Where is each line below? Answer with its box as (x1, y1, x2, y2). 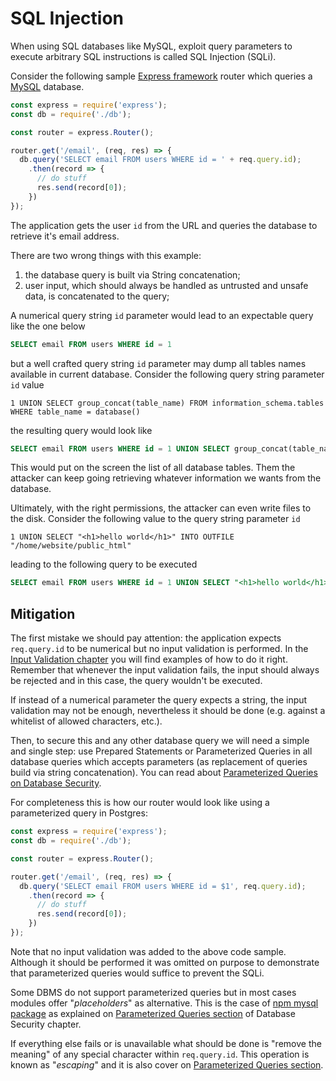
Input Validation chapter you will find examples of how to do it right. (10, 653, 288, 666)
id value (10, 378, 45, 391)
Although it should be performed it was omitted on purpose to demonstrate (10, 956, 320, 968)
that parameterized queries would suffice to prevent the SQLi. (10, 967, 265, 979)
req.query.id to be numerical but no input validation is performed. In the (10, 643, 309, 655)
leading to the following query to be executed (10, 558, 198, 571)
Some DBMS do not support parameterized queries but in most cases (10, 986, 297, 998)
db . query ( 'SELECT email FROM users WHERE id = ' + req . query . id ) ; (19, 155, 302, 165)
